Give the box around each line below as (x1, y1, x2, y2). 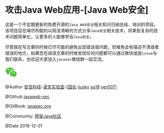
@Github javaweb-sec (5, 94, 50, 99)
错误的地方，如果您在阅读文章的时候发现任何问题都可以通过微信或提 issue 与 (5, 50, 157, 56)
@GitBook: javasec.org (5, 103, 51, 109)
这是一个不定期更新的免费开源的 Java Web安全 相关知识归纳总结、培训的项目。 (5, 21, 159, 27)
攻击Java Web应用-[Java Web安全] (5, 4, 149, 16)
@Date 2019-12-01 (5, 123, 42, 129)
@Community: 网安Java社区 (5, 113, 62, 119)
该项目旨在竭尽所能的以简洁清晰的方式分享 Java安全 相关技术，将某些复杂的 (5, 27, 154, 33)
